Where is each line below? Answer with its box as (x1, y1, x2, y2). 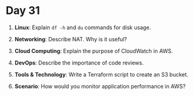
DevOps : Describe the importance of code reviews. (14, 59, 144, 66)
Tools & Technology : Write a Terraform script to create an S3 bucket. (14, 70, 189, 78)
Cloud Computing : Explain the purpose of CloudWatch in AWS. (14, 47, 173, 55)
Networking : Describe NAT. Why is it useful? (14, 35, 127, 43)
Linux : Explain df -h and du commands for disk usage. (14, 24, 151, 31)
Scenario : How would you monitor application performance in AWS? (14, 83, 186, 90)
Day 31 (5, 4, 40, 18)
